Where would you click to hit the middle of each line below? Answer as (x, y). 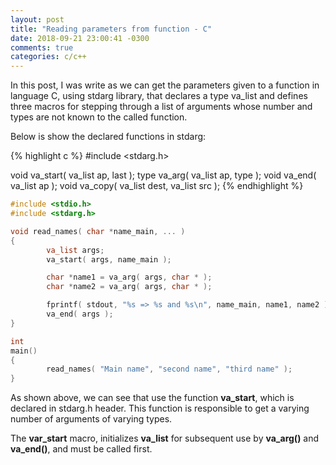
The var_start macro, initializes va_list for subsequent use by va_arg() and (165, 438)
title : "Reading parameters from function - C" (111, 29)
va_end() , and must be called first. (81, 449)
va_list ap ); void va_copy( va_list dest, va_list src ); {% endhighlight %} (157, 186)
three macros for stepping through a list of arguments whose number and (161, 107)
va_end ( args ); (80, 314)
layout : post (37, 19)
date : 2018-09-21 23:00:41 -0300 (80, 38)
